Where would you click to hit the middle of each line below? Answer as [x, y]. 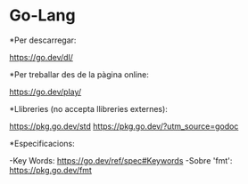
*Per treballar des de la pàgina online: [79, 74]
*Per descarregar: [43, 40]
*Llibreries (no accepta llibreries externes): [88, 108]
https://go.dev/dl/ [41, 57]
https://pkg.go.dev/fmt [50, 170]
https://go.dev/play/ [45, 92]
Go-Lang [42, 16]
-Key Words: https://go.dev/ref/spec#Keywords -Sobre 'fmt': [121, 160]
